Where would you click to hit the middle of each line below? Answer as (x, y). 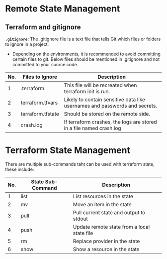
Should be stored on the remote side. (107, 114)
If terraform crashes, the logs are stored (111, 122)
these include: (20, 169)
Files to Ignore (40, 77)
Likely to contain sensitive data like (105, 99)
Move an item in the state (102, 204)
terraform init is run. (87, 91)
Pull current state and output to (109, 212)
